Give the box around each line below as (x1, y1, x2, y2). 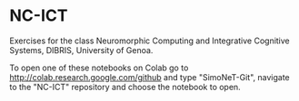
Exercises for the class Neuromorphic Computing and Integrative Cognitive (9, 35, 291, 46)
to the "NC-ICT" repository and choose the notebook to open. (9, 81, 241, 92)
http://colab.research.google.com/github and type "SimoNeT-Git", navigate (9, 71, 291, 82)
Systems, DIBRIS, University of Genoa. (9, 44, 154, 55)
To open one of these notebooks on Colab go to (9, 62, 189, 73)
